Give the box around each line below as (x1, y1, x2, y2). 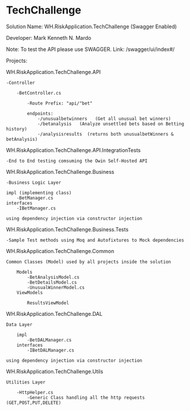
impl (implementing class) (6, 190, 72, 196)
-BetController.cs (16, 90, 61, 96)
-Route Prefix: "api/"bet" (27, 100, 93, 106)
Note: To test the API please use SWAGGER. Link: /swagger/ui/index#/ (6, 45, 175, 53)
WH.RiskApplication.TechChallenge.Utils (6, 368, 103, 375)
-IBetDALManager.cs (27, 347, 75, 353)
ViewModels (16, 289, 43, 295)
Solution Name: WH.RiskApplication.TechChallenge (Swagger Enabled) (6, 23, 177, 30)
